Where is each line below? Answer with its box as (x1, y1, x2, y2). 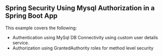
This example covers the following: (5, 25, 77, 31)
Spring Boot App (5, 12, 58, 20)
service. (12, 40, 29, 46)
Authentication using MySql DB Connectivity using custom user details (12, 34, 158, 40)
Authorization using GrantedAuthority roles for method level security (12, 45, 154, 51)
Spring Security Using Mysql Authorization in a (5, 4, 155, 12)
